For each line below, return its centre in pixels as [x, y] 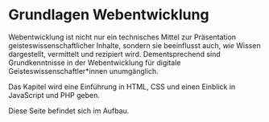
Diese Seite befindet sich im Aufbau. [69, 111]
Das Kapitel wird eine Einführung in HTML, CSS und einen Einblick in [122, 87]
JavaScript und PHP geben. [54, 95]
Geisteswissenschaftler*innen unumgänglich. [83, 71]
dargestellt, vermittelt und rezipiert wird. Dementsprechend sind [115, 54]
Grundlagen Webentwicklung [109, 15]
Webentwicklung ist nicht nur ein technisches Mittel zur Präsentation [122, 37]
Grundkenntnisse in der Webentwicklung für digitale [95, 63]
